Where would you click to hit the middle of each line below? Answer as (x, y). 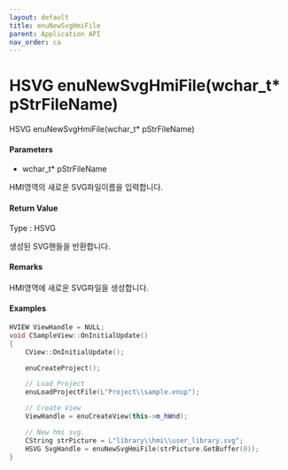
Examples (28, 308)
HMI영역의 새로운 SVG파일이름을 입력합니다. (86, 188)
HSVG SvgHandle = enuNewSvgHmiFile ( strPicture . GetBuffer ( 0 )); (142, 449)
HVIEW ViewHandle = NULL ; (57, 327)
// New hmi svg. (55, 432)
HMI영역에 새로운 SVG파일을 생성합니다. (79, 288)
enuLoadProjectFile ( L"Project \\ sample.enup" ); (113, 392)
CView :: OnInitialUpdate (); (75, 352)
